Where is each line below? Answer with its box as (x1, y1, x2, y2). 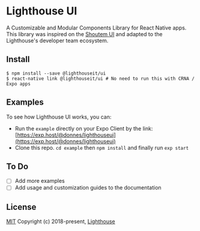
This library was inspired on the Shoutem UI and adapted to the (6, 30, 163, 37)
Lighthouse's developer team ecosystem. (6, 37, 109, 44)
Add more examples (14, 177, 65, 185)
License (6, 202, 37, 212)
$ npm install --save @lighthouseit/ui (6, 70, 106, 76)
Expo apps (6, 81, 31, 87)
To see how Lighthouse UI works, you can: (6, 113, 112, 120)
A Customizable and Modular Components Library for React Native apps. (6, 24, 187, 31)
